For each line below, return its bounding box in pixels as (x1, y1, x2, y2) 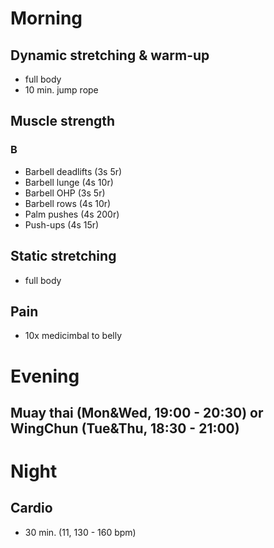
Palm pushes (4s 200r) (24, 208, 120, 220)
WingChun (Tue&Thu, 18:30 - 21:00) (10, 420, 240, 437)
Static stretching (10, 248, 117, 265)
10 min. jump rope (24, 84, 99, 96)
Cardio (10, 500, 53, 517)
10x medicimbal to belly (24, 330, 123, 342)
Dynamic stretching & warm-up (10, 47, 210, 64)
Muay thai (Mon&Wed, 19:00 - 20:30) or (10, 404, 264, 421)
